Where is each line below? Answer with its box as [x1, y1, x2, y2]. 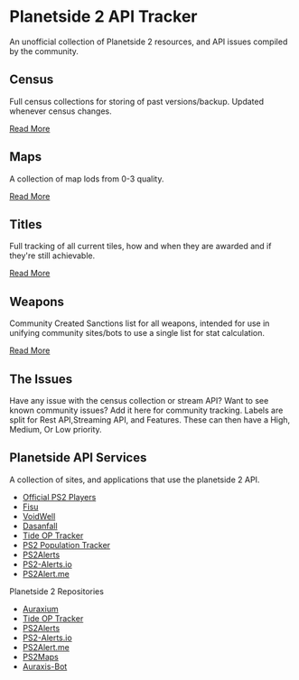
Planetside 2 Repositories [9, 585, 104, 597]
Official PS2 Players [22, 491, 97, 502]
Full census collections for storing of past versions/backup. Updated [9, 96, 265, 107]
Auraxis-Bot [22, 661, 68, 672]
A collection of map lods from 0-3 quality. [9, 173, 164, 184]
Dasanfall [22, 520, 58, 531]
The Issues [9, 371, 73, 387]
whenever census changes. [9, 106, 113, 116]
